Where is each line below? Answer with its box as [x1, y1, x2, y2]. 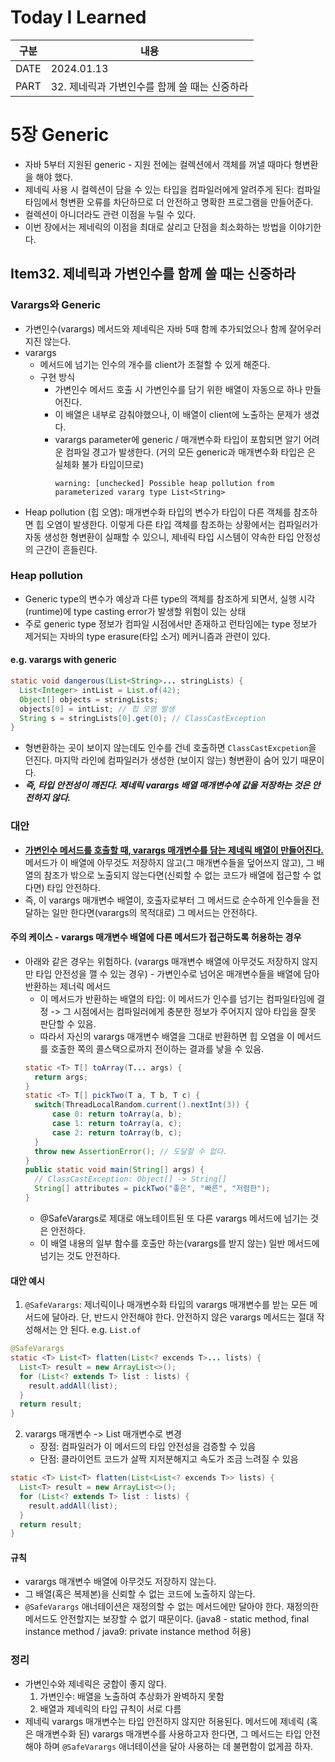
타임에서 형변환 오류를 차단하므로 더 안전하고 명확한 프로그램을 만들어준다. [24, 196, 314, 208]
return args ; [34, 1072, 89, 1082]
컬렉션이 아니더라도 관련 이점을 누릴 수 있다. [24, 208, 197, 220]
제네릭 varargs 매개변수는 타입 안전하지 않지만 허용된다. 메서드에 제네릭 [24, 1715, 305, 1727]
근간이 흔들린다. [35, 543, 98, 555]
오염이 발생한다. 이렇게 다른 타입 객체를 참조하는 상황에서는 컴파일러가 [46, 518, 319, 530]
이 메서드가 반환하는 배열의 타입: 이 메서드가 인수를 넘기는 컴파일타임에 [39, 992, 315, 1005]
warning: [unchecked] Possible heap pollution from [54, 478, 275, 488]
